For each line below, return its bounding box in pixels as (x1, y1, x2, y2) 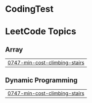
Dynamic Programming (5, 76, 78, 84)
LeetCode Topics (5, 26, 77, 37)
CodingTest (5, 3, 53, 15)
